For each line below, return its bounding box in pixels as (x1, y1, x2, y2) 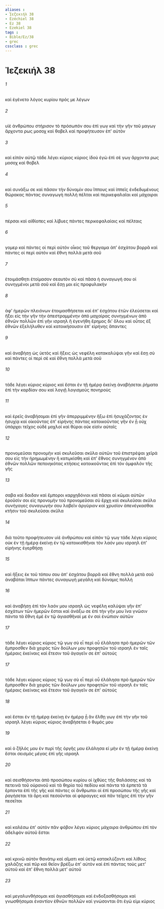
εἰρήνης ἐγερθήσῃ (5, 545, 43, 551)
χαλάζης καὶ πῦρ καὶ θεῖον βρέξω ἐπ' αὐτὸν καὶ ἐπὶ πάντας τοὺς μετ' (5, 861, 146, 867)
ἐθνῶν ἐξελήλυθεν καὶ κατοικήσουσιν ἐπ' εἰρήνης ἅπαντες (5, 324, 127, 330)
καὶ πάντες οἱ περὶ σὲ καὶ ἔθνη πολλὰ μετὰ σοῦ (5, 355, 102, 361)
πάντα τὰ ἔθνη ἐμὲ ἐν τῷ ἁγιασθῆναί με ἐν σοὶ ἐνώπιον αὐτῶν (5, 613, 134, 619)
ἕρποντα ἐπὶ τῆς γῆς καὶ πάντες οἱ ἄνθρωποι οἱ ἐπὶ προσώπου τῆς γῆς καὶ (5, 788, 156, 794)
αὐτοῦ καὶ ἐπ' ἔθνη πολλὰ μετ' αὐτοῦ (5, 866, 82, 872)
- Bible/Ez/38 (5, 35, 34, 40)
